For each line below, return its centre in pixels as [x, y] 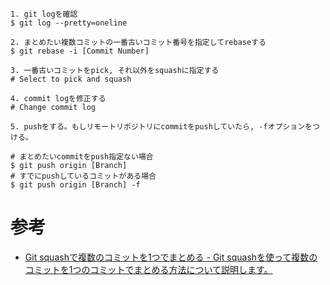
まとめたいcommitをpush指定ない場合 [86, 157]
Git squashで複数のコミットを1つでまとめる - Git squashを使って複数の [171, 257]
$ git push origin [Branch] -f [75, 185]
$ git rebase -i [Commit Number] [80, 51]
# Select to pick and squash [71, 79]
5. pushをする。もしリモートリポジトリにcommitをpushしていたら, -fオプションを [161, 127]
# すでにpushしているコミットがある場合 [83, 176]
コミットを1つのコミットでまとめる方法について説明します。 [148, 269]
